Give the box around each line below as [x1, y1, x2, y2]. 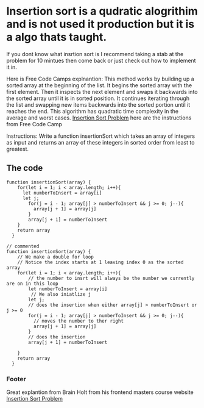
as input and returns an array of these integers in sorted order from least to [6, 138, 195, 146]
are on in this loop [6, 281, 59, 287]
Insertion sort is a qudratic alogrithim [6, 4, 198, 18]
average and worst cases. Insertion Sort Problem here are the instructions [6, 114, 192, 121]
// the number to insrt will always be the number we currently [28, 275, 195, 281]
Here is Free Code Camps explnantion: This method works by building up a [6, 75, 195, 82]
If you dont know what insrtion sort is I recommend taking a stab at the [6, 50, 184, 57]
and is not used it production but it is [6, 17, 195, 31]
